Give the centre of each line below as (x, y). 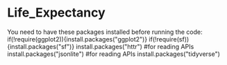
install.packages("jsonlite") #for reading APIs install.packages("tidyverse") (114, 54)
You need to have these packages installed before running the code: (105, 32)
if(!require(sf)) (169, 39)
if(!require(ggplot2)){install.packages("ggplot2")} (77, 39)
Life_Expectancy (56, 13)
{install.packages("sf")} (41, 46)
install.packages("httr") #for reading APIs (135, 46)
